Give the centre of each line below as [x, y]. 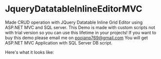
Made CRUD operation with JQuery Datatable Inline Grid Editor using [74, 22]
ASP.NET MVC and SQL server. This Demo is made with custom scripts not [80, 27]
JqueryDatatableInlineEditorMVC [74, 9]
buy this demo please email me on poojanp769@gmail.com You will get [77, 38]
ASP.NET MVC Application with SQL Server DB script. [59, 43]
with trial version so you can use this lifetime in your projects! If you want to [81, 32]
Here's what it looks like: [30, 52]
